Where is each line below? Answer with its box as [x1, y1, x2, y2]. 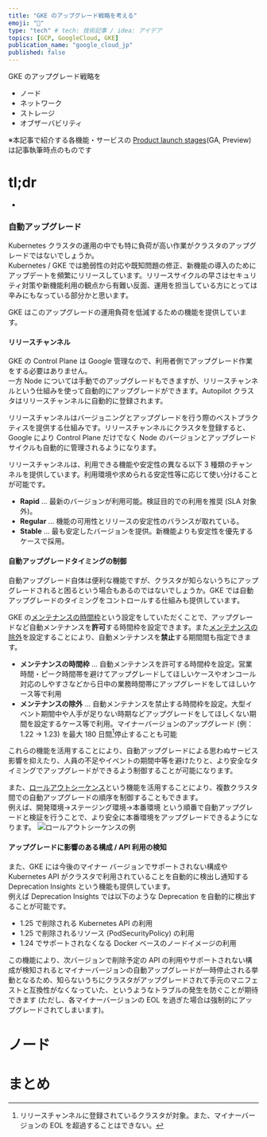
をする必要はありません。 [8, 366, 92, 376]
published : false [8, 49, 66, 57]
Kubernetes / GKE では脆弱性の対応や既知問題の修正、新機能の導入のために [8, 260, 257, 271]
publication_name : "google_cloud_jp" [8, 41, 133, 49]
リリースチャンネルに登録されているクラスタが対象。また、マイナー [19, 1110, 242, 1119]
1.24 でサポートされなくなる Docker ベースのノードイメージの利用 [19, 938, 237, 947]
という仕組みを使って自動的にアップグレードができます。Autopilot [14, 386, 232, 396]
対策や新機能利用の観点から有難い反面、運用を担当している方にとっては [21, 280, 258, 291]
